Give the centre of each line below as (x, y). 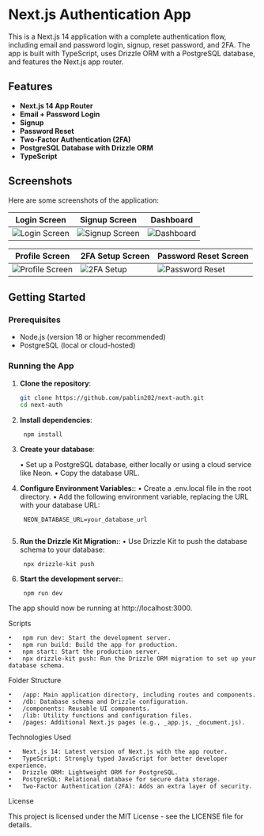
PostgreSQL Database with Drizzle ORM (87, 147)
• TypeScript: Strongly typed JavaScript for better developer (118, 759)
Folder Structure (35, 680)
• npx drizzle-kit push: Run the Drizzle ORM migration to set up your (132, 659)
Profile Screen (42, 256)
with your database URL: (60, 505)
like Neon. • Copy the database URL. (79, 473)
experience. (28, 766)
